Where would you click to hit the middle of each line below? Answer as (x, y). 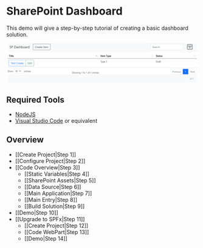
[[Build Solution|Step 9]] (54, 206)
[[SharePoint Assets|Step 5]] (60, 180)
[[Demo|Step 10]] (37, 212)
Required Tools (36, 99)
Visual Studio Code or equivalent (56, 121)
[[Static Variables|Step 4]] (57, 174)
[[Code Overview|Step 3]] (47, 167)
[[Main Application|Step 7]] (58, 193)
